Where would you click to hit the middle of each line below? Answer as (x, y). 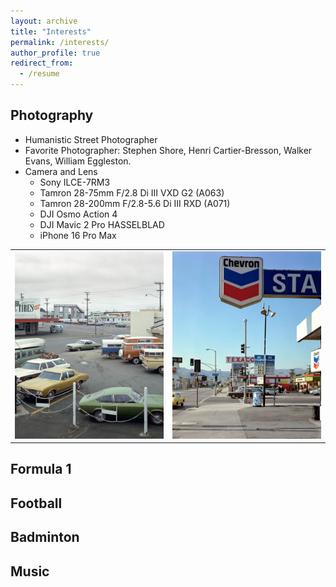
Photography (52, 115)
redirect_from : (42, 63)
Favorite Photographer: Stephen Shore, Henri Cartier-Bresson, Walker (168, 150)
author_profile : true (55, 53)
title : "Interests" (51, 31)
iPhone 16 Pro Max (78, 235)
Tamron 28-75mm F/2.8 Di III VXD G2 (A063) (132, 192)
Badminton (45, 537)
